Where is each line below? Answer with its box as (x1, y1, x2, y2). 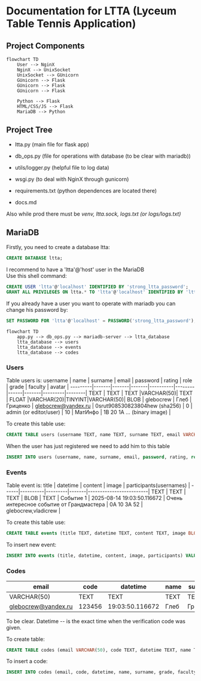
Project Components (6, 41, 85, 51)
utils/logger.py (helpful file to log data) (14, 164, 109, 171)
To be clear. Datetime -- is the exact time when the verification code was (6, 617, 185, 625)
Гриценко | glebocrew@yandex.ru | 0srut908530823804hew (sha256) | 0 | (6, 402, 193, 410)
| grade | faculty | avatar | (6, 384, 69, 391)
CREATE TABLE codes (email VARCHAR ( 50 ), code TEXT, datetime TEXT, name (6, 647, 191, 653)
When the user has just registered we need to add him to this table (6, 443, 170, 450)
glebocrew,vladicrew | (6, 507, 61, 514)
